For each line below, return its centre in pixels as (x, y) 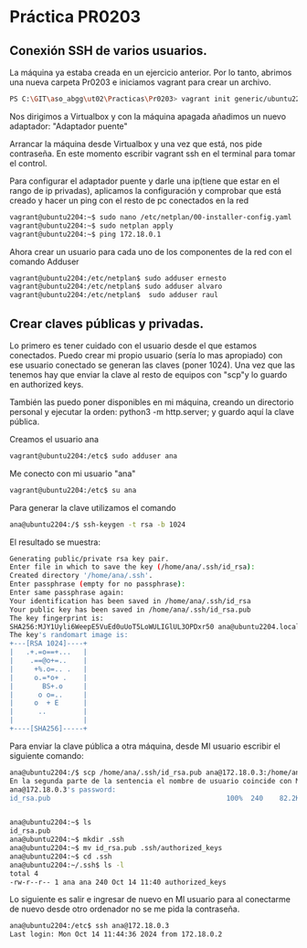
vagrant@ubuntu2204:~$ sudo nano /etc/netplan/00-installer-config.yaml (151, 217)
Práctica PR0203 (75, 17)
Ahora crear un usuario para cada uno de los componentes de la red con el (151, 251)
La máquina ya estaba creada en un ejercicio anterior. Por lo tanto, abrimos (151, 72)
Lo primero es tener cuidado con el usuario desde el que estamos (133, 346)
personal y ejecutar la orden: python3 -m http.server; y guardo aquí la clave (152, 411)
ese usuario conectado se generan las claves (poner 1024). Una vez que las (152, 365)
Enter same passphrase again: (67, 593)
